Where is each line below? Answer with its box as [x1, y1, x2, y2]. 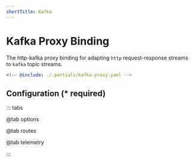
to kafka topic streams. [6, 60, 63, 67]
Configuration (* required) [6, 88, 106, 98]
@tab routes [6, 127, 37, 135]
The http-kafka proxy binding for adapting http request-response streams [6, 54, 189, 61]
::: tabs [6, 104, 23, 111]
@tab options [6, 116, 39, 123]
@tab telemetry [6, 139, 45, 146]
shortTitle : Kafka [6, 8, 52, 15]
